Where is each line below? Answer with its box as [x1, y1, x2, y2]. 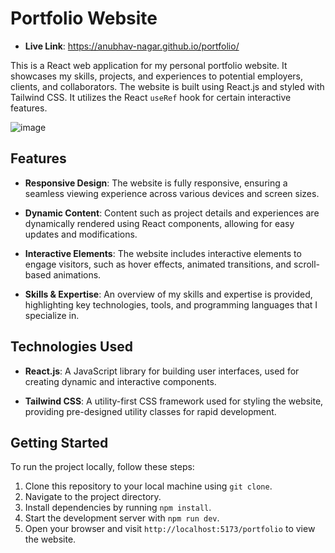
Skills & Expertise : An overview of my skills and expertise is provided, [24, 288, 313, 300]
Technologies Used [10, 338, 133, 356]
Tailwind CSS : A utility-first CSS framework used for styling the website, [24, 395, 324, 407]
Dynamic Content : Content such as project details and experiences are [24, 207, 320, 219]
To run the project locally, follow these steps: [10, 461, 195, 473]
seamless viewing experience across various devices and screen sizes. [24, 187, 320, 199]
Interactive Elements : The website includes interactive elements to [24, 247, 302, 259]
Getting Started [10, 434, 109, 451]
